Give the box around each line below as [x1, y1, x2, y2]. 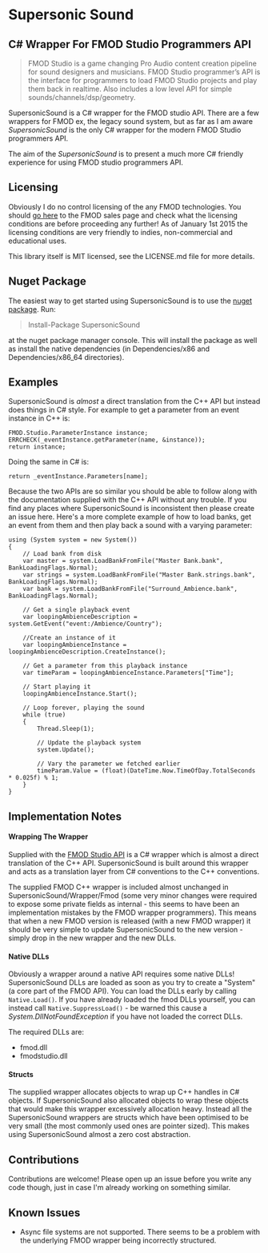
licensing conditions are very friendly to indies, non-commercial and [8, 227, 234, 237]
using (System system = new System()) [8, 536, 138, 545]
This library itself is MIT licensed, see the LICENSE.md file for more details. [8, 251, 255, 261]
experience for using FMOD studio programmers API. [8, 158, 184, 167]
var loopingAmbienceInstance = [22, 641, 127, 649]
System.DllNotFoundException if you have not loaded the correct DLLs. [8, 1012, 243, 1021]
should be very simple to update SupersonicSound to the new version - [8, 925, 243, 935]
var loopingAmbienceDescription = [22, 613, 138, 621]
